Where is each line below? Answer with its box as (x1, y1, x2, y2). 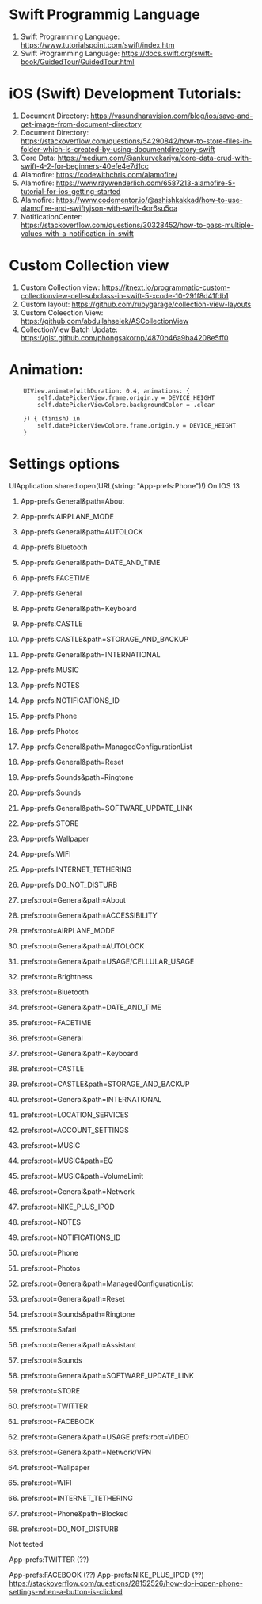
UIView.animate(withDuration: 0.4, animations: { (23, 386, 191, 395)
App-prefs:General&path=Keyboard (20, 603, 137, 613)
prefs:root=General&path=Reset (20, 1294, 125, 1303)
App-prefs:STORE (20, 818, 79, 828)
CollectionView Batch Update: (20, 325, 118, 334)
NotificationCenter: (20, 211, 83, 221)
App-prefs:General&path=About (20, 496, 125, 506)
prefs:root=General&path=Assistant (20, 1340, 137, 1349)
